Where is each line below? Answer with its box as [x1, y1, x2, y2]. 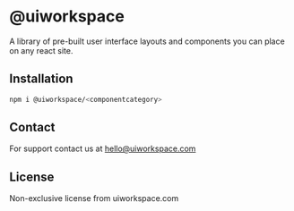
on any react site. [9, 45, 73, 55]
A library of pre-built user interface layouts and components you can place [9, 36, 285, 46]
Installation [9, 72, 73, 87]
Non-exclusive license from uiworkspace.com [9, 193, 179, 204]
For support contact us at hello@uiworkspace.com [9, 143, 196, 154]
